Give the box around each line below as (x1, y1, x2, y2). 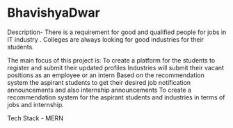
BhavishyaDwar (7, 5, 101, 21)
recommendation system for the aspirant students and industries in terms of (7, 93, 225, 102)
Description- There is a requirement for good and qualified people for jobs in (7, 28, 227, 36)
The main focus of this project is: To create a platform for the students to (7, 56, 216, 64)
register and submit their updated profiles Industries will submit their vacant (7, 63, 225, 72)
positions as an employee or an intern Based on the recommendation (7, 71, 205, 79)
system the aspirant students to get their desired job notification (7, 78, 191, 86)
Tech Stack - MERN (7, 113, 64, 122)
